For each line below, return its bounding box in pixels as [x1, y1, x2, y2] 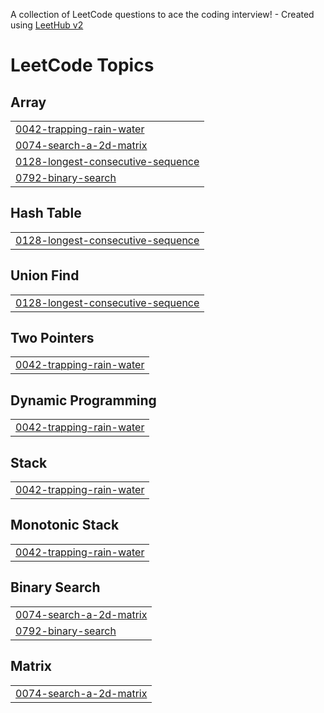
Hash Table [10, 205, 82, 222]
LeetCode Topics [10, 54, 155, 77]
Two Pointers [10, 330, 95, 347]
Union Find [10, 267, 80, 284]
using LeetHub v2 [10, 19, 84, 31]
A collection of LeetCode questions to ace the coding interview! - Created [10, 9, 315, 20]
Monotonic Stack [10, 517, 120, 534]
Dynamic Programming [10, 392, 157, 409]
